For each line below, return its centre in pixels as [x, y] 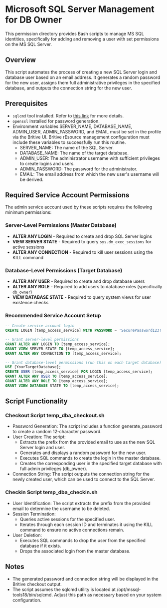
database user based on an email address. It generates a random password [83, 77]
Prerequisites [26, 104]
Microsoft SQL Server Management [80, 9]
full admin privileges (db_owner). [54, 469]
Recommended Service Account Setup [53, 315]
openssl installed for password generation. [56, 121]
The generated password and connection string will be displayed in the [85, 579]
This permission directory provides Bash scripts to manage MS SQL [75, 33]
